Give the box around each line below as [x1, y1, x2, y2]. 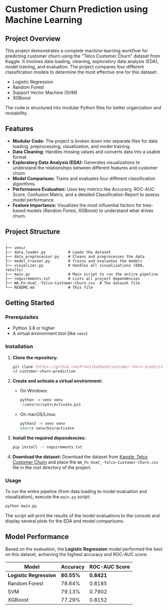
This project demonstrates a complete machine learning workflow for [5, 48, 148, 53]
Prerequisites [5, 313, 39, 320]
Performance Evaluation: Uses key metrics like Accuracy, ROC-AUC [12, 186, 155, 192]
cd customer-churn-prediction [12, 369, 76, 374]
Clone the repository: [12, 354, 58, 361]
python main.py [5, 504, 37, 509]
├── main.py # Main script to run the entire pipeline [5, 272, 158, 277]
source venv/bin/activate [20, 426, 74, 431]
